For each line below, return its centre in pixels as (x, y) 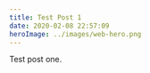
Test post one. (36, 60)
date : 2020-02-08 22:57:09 (59, 26)
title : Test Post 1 (46, 17)
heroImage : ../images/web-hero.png (75, 34)
